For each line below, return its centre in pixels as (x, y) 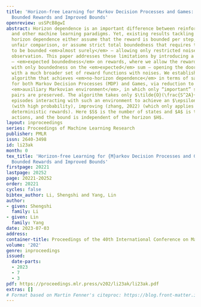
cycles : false (24, 189)
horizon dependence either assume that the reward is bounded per (96, 39)
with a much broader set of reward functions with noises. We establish (104, 73)
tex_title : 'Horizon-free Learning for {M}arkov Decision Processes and (99, 156)
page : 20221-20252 (29, 179)
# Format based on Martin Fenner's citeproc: (64, 295)
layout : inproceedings (34, 123)
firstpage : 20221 (28, 167)
